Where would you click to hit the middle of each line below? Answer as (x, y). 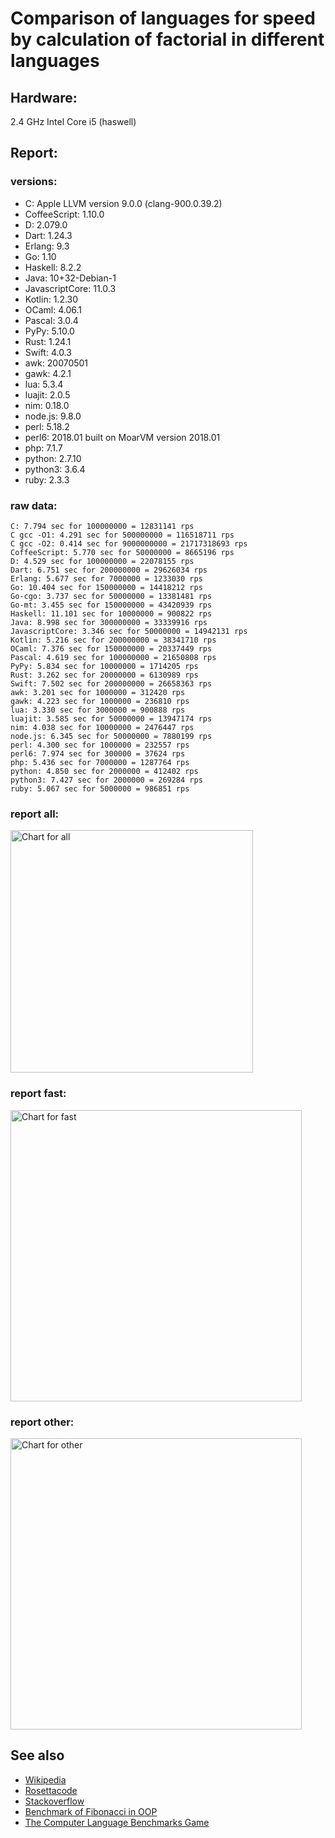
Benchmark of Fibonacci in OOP (91, 1811)
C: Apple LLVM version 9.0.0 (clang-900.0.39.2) (123, 203)
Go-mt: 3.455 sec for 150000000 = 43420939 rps (111, 605)
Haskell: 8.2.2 (53, 267)
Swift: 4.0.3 (48, 352)
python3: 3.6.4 (55, 469)
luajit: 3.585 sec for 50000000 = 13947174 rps (111, 718)
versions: (34, 182)
